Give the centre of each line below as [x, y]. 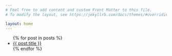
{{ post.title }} [27, 43]
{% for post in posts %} [38, 38]
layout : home [19, 24]
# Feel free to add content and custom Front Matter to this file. [79, 10]
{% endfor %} [27, 49]
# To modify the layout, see [36, 15]
